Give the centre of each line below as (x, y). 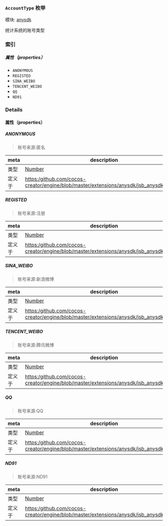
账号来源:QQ (30, 411)
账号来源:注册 (31, 213)
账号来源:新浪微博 (35, 279)
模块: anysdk (18, 20)
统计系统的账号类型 (25, 30)
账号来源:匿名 (31, 147)
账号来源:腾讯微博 (35, 345)
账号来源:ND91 (32, 477)
